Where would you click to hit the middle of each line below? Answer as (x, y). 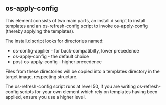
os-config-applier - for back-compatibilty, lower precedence (76, 50)
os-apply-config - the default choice (51, 56)
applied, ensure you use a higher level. (46, 97)
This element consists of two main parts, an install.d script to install (75, 20)
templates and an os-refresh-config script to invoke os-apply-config (77, 26)
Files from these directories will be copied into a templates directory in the (83, 71)
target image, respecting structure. (41, 76)
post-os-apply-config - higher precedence (57, 61)
